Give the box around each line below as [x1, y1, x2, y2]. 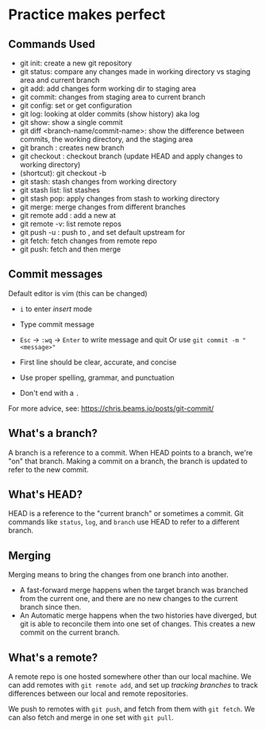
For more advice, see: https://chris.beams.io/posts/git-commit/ [8, 404, 214, 413]
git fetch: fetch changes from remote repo [19, 236, 157, 245]
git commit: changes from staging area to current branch [19, 92, 206, 101]
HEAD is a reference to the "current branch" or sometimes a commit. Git [8, 509, 244, 518]
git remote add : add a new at [19, 211, 117, 220]
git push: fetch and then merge [19, 244, 121, 254]
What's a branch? [8, 427, 98, 440]
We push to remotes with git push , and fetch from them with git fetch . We [8, 705, 256, 714]
